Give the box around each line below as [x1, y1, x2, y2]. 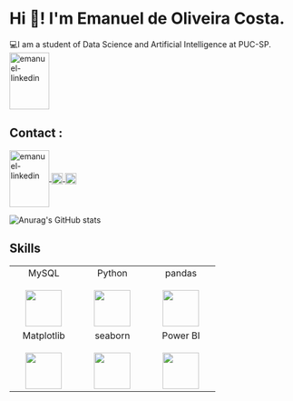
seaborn [94, 329, 131, 342]
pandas [164, 266, 198, 279]
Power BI [161, 329, 200, 342]
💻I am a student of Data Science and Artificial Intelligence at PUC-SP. [9, 38, 272, 49]
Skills [9, 241, 41, 256]
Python [96, 266, 129, 279]
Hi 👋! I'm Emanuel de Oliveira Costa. [9, 8, 286, 29]
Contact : [9, 125, 63, 141]
